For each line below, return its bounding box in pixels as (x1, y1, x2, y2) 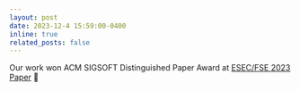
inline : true (9, 29, 58, 38)
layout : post (9, 12, 58, 22)
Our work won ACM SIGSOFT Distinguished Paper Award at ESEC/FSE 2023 (9, 62, 291, 73)
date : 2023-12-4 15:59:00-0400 (9, 21, 127, 30)
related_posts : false (9, 37, 91, 47)
